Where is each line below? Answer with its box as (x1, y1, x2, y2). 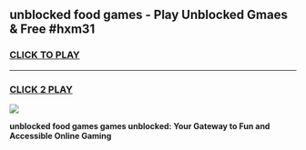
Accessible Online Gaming (9, 130, 112, 141)
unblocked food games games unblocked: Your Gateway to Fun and (9, 120, 270, 131)
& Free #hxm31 (9, 22, 96, 37)
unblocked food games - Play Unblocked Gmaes (9, 7, 289, 23)
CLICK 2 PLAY (9, 83, 73, 95)
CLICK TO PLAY (9, 49, 80, 62)
